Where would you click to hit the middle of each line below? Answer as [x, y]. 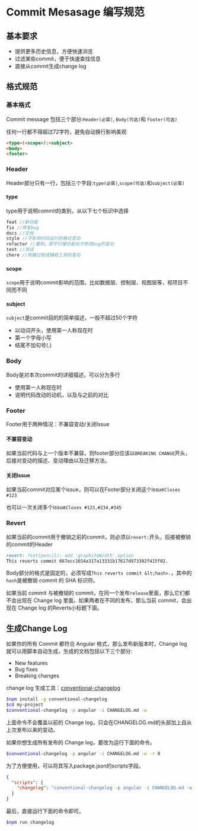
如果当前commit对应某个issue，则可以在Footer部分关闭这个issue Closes [93, 490]
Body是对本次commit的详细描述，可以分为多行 [63, 375]
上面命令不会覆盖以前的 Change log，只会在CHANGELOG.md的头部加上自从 [99, 722]
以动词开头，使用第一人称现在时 [54, 331]
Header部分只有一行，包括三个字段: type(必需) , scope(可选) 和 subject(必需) [95, 183]
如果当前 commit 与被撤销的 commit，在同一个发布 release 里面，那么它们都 [98, 593]
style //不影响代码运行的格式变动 [43, 239]
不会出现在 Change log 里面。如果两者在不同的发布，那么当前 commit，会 [96, 601]
